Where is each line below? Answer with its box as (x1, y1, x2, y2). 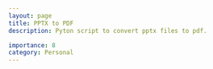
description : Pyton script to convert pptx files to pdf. (8, 26, 207, 34)
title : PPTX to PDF (8, 19, 74, 27)
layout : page (8, 11, 52, 20)
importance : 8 (8, 41, 56, 49)
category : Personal (8, 49, 74, 57)
